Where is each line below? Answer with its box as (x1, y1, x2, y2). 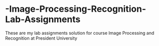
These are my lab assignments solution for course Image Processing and (5, 30, 155, 36)
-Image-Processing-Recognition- (5, 3, 147, 15)
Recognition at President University (5, 35, 78, 41)
